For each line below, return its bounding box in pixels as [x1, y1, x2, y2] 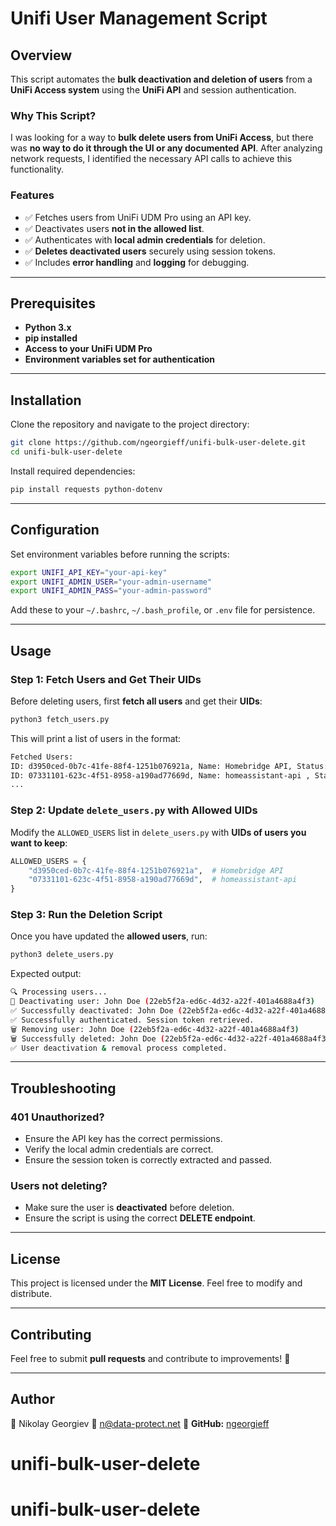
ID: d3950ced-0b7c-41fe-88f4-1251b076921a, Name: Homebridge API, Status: [10, 761, 329, 771]
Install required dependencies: [10, 465, 136, 477]
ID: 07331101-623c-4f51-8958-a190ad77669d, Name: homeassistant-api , [10, 770, 311, 781]
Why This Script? [10, 108, 97, 122]
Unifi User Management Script [10, 7, 268, 30]
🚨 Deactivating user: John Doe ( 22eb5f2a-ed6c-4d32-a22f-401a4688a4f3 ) [10, 997, 315, 1007]
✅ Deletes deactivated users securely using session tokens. [24, 245, 277, 257]
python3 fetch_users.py [10, 714, 110, 724]
